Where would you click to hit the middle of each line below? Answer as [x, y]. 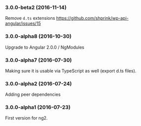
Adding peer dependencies [33, 94]
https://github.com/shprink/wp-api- [92, 18]
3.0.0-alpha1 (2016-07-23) [38, 107]
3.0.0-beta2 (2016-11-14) [36, 7]
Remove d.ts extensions [30, 18]
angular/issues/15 [23, 23]
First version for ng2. [26, 118]
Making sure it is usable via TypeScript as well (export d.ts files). [71, 70]
